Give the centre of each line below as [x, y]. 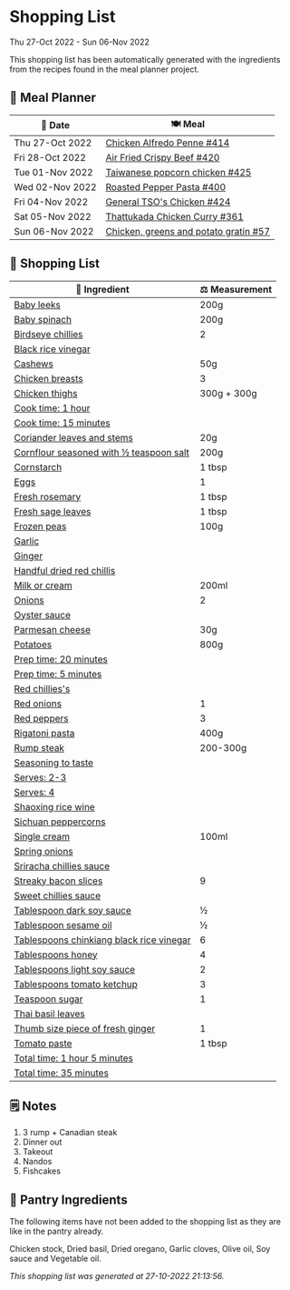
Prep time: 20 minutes [61, 659]
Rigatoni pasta [44, 733]
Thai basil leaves [49, 1014]
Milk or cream [43, 585]
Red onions [38, 704]
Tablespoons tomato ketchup [76, 984]
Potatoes [33, 645]
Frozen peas [40, 526]
